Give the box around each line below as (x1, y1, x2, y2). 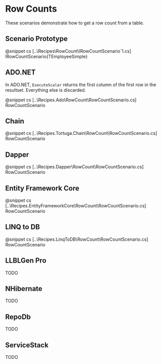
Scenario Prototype (5, 34, 68, 43)
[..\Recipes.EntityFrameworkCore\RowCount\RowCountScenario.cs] (5, 203, 146, 208)
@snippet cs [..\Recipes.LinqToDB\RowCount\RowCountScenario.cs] (5, 236, 148, 242)
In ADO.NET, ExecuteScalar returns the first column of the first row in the (5, 82, 156, 88)
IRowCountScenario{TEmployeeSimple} (5, 53, 88, 59)
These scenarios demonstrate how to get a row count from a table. (5, 20, 144, 26)
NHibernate (5, 284, 43, 293)
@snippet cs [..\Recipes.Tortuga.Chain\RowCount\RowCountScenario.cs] (5, 130, 157, 136)
